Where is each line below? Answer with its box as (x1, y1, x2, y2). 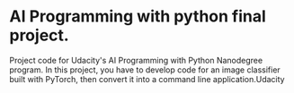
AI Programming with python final (9, 6, 267, 27)
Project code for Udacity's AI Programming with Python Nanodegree (9, 55, 263, 65)
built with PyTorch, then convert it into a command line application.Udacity (9, 73, 285, 84)
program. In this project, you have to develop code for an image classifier (9, 64, 281, 75)
